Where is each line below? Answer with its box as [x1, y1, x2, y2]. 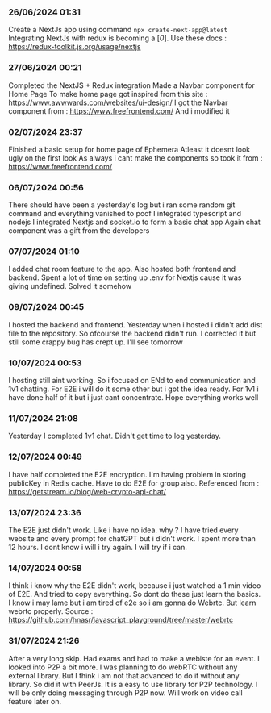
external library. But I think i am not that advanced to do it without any [8, 670, 240, 680]
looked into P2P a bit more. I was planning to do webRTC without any [8, 662, 238, 672]
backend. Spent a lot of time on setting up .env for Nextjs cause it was [8, 273, 242, 282]
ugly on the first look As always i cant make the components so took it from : [8, 152, 263, 163]
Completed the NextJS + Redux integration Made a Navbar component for [8, 80, 256, 90]
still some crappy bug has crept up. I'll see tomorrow [8, 337, 183, 347]
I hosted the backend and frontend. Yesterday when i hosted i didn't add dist [8, 319, 263, 329]
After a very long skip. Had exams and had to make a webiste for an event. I [8, 653, 260, 663]
